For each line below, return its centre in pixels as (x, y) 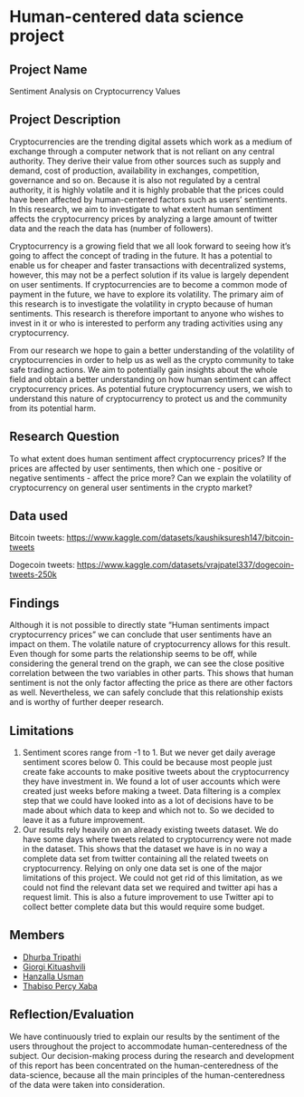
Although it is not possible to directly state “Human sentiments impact (139, 625)
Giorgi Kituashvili (54, 966)
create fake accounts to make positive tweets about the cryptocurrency (156, 772)
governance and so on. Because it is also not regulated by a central (135, 180)
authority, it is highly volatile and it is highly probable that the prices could (147, 190)
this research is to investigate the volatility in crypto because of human (141, 304)
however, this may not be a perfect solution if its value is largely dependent (149, 275)
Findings (35, 603)
